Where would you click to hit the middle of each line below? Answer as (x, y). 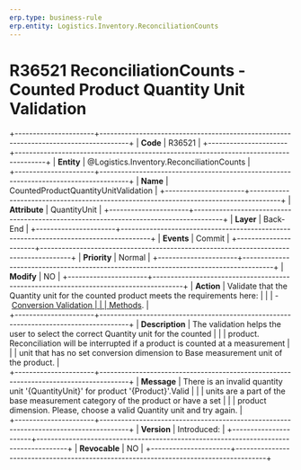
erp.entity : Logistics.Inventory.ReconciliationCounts (114, 26)
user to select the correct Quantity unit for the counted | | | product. (134, 334)
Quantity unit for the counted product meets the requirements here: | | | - (144, 296)
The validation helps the (236, 324)
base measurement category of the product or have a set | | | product (138, 401)
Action (208, 286)
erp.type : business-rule (56, 18)
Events (176, 238)
